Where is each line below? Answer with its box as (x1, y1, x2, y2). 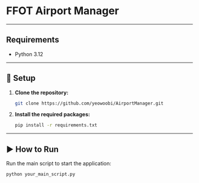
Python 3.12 (14, 50, 43, 57)
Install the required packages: (14, 111, 91, 118)
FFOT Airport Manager (6, 4, 120, 18)
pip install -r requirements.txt (14, 122, 98, 128)
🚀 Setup (6, 73, 36, 83)
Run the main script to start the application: (6, 160, 111, 167)
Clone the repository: (14, 89, 69, 96)
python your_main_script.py (6, 171, 76, 178)
